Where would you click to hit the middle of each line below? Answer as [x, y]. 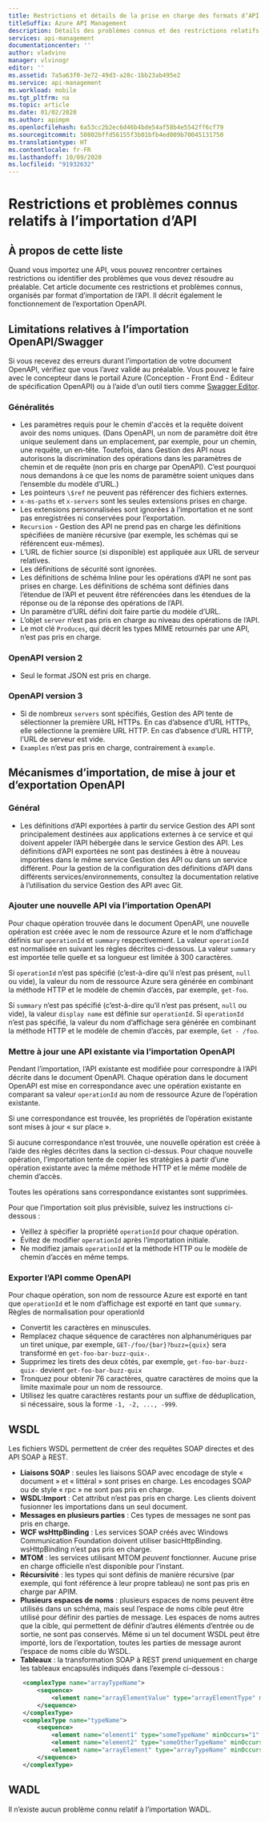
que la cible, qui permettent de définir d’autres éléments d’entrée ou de [137, 1626]
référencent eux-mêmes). [62, 544]
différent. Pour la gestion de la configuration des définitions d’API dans [136, 868]
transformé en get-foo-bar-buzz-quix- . [85, 1353]
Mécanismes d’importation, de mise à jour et [122, 773]
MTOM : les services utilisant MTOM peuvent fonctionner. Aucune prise [138, 1558]
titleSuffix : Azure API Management [68, 23]
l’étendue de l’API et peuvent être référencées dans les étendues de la [135, 595]
